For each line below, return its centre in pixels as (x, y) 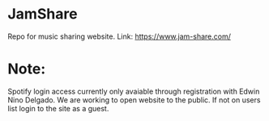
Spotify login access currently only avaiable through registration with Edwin (134, 91)
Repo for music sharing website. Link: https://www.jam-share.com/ (120, 36)
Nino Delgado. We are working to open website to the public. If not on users (134, 100)
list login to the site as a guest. (58, 108)
